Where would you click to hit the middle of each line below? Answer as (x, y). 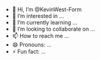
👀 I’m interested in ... (38, 16)
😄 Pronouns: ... (32, 45)
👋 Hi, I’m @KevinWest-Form (47, 9)
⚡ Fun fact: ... (29, 51)
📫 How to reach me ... (40, 36)
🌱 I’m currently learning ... (45, 22)
